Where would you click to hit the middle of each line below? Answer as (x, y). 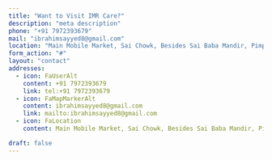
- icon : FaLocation (49, 121)
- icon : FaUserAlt (47, 76)
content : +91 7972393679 (65, 83)
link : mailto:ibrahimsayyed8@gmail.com (90, 114)
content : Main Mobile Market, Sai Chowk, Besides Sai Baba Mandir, (139, 128)
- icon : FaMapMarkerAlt (55, 99)
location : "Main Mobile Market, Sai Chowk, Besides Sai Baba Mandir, (128, 46)
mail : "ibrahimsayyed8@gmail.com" (67, 38)
